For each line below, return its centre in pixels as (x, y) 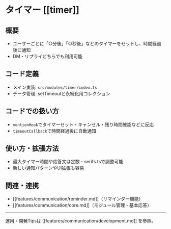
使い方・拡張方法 (32, 149)
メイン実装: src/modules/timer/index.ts (55, 87)
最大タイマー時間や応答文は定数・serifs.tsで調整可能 (68, 162)
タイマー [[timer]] (42, 10)
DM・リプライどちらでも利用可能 (48, 56)
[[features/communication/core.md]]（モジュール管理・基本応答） (82, 205)
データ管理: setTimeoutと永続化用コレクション (61, 93)
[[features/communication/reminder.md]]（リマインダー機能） (78, 199)
